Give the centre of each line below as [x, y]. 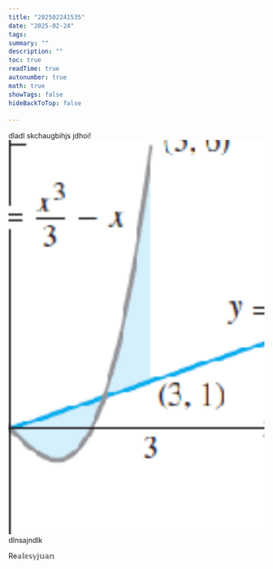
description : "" [36, 52]
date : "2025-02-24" [41, 26]
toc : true [25, 60]
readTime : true [34, 69]
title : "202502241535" [47, 17]
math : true [27, 85]
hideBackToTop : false [45, 103]
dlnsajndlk [26, 540]
